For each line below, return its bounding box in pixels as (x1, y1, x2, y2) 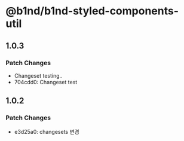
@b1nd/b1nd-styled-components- (5, 4, 179, 18)
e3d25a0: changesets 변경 (14, 128, 79, 135)
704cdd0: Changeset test (14, 78, 78, 85)
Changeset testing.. (14, 72, 63, 79)
